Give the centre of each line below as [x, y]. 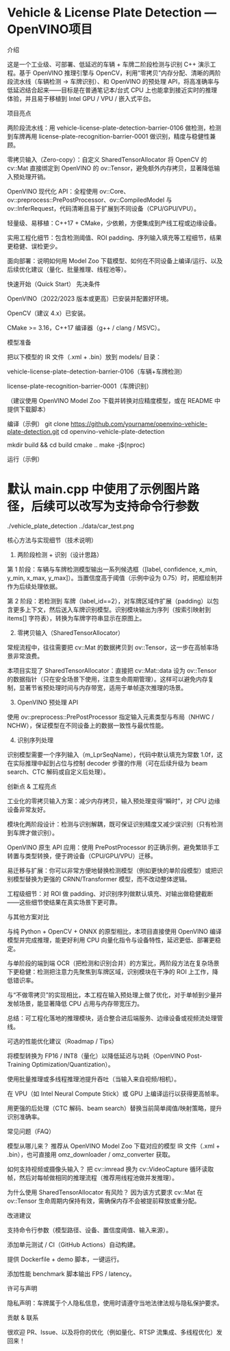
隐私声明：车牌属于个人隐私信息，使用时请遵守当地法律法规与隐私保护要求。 [115, 1303]
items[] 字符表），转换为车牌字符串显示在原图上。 [76, 618]
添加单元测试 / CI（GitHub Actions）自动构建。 [73, 1245]
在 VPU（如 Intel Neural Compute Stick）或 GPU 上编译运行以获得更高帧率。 [115, 1094]
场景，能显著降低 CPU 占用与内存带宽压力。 [81, 1003]
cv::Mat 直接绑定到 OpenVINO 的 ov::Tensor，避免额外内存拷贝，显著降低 [111, 168]
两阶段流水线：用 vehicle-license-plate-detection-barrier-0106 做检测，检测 [114, 128]
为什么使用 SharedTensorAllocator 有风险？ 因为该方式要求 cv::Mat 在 [105, 1192]
